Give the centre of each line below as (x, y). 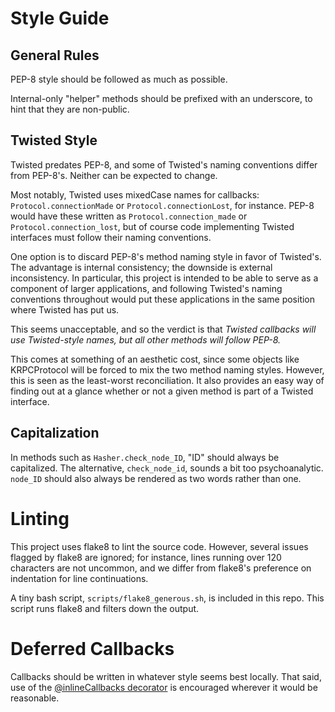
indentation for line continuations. (79, 578)
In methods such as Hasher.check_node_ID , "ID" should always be (145, 457)
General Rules (55, 55)
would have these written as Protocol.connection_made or (129, 216)
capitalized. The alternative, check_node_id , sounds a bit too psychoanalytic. (167, 468)
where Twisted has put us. (65, 309)
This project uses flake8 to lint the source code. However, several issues (159, 546)
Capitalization (55, 433)
